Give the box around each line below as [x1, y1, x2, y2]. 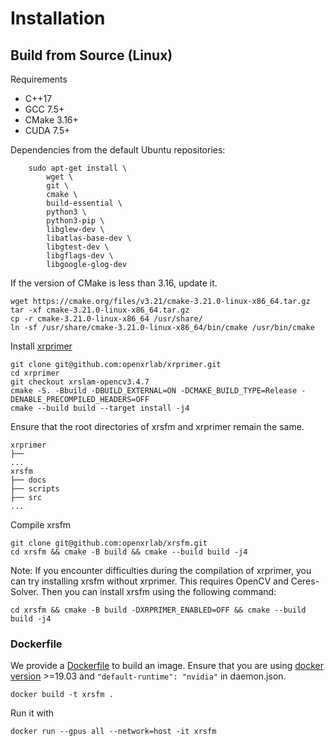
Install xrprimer [10, 340, 73, 352]
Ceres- [290, 575, 320, 587]
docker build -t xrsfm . [10, 690, 114, 700]
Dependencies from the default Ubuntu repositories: [10, 144, 226, 156]
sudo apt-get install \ [28, 163, 128, 173]
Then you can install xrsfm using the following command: [40, 586, 277, 597]
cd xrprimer [10, 368, 60, 378]
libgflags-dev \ [46, 251, 114, 261]
